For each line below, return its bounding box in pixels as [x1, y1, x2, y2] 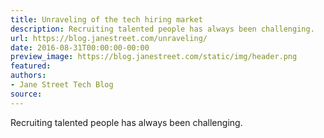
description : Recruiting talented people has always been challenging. [10, 24, 315, 34]
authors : [10, 71, 47, 81]
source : [10, 89, 43, 99]
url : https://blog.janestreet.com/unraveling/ [10, 33, 208, 43]
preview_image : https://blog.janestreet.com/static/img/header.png [10, 52, 298, 62]
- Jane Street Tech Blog [10, 80, 114, 90]
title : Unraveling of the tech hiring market [10, 14, 203, 25]
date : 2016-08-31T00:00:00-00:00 [10, 42, 150, 53]
